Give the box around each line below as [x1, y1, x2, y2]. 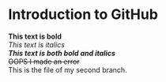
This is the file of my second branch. [8, 65, 128, 74]
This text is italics [8, 39, 66, 49]
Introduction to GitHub [8, 6, 158, 24]
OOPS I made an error [8, 57, 81, 66]
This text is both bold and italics [8, 48, 116, 58]
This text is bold [8, 32, 62, 41]
